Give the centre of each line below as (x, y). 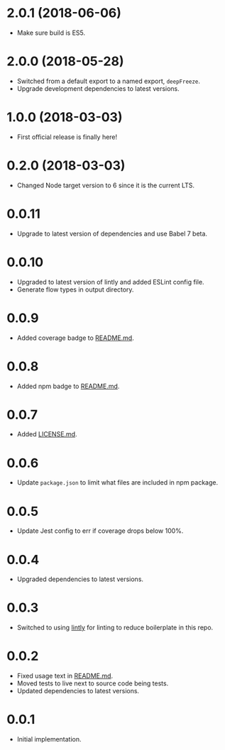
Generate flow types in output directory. (75, 289)
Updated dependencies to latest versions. (78, 691)
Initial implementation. (49, 739)
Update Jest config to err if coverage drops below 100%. (100, 531)
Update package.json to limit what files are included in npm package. (117, 482)
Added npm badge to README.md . (68, 386)
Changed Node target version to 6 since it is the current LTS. (106, 185)
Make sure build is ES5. (51, 33)
